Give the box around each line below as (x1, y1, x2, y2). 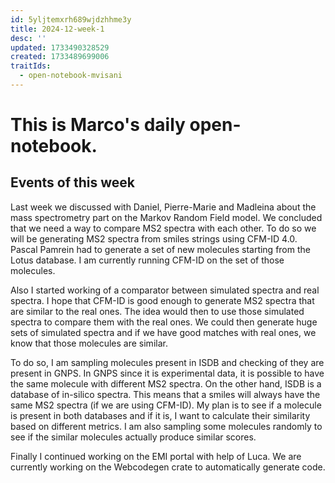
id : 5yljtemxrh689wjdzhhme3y (10, 14, 132, 25)
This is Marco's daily (10, 114, 186, 136)
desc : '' (10, 33, 47, 43)
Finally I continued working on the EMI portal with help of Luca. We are (10, 450, 302, 462)
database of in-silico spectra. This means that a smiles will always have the (10, 388, 321, 400)
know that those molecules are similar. (10, 337, 168, 349)
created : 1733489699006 (10, 52, 110, 62)
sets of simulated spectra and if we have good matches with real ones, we (10, 326, 317, 338)
